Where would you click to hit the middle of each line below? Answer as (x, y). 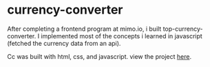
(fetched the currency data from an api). (64, 43)
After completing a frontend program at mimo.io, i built (84, 29)
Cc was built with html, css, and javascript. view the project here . (99, 56)
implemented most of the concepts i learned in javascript (122, 36)
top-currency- (183, 29)
